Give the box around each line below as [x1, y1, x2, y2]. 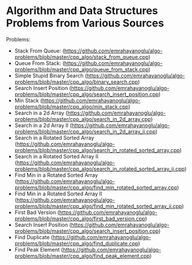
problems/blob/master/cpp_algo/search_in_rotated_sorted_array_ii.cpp [14, 165, 185, 172]
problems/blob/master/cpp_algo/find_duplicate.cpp [14, 240, 139, 247]
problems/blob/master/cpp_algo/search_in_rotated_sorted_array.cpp [14, 146, 180, 153]
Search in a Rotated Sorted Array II [14, 153, 98, 160]
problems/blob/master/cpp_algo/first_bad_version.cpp [14, 215, 145, 222]
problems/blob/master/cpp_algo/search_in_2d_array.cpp [14, 115, 151, 122]
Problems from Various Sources [6, 16, 164, 30]
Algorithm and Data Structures [6, 4, 158, 18]
